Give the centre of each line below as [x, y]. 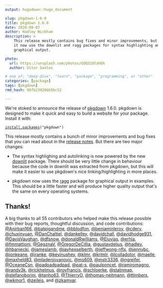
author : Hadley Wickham [29, 32]
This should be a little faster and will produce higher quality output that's [84, 186]
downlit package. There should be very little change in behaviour [77, 161]
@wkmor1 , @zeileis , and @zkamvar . [41, 280]
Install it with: [18, 118]
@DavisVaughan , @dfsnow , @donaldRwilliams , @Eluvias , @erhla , [71, 239]
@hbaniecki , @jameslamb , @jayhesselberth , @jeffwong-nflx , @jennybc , [77, 249]
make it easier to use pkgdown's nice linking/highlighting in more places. [85, 171]
